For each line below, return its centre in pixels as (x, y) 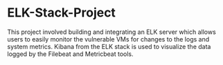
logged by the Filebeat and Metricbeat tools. (70, 54)
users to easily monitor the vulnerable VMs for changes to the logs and (108, 39)
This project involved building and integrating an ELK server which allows (111, 32)
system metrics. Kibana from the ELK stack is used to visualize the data (109, 46)
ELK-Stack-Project (62, 13)
